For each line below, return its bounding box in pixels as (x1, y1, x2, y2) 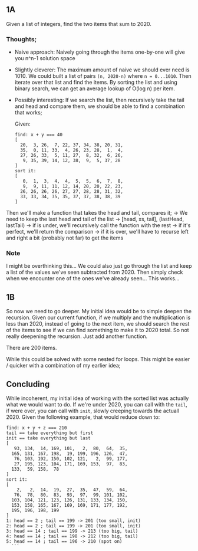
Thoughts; (6, 35, 37, 43)
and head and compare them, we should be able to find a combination (14, 103, 186, 110)
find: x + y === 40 (14, 132, 63, 138)
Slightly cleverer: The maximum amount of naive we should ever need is (14, 66, 190, 73)
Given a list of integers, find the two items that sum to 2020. (6, 20, 151, 27)
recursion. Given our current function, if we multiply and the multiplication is (6, 314, 191, 321)
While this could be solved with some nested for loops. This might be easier (6, 356, 190, 363)
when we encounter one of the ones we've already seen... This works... (6, 275, 180, 282)
